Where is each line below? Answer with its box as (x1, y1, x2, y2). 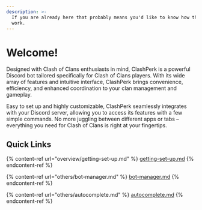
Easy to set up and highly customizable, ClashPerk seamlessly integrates (6, 103, 188, 110)
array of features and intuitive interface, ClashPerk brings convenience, (6, 79, 183, 86)
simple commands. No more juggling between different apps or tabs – (6, 115, 179, 123)
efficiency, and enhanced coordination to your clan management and (6, 85, 177, 92)
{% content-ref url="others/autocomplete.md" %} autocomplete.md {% (6, 191, 183, 199)
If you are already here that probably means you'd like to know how (11, 14, 189, 20)
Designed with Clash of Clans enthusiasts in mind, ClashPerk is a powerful (6, 65, 191, 73)
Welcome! (6, 46, 58, 59)
